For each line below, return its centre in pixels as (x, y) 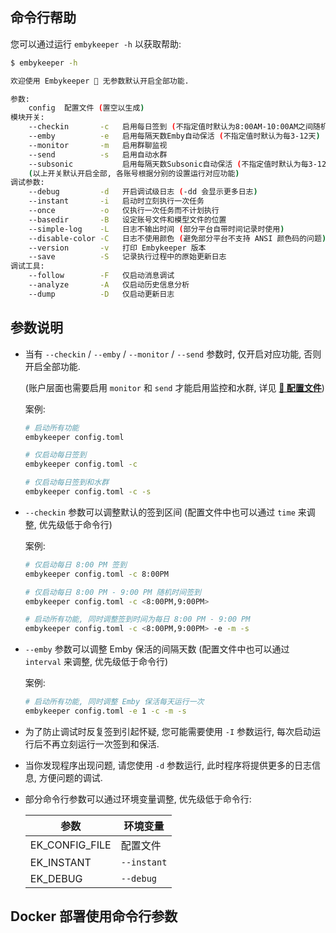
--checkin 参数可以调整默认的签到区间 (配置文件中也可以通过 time (160, 512)
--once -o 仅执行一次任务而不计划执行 (124, 211)
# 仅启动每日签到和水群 (67, 483)
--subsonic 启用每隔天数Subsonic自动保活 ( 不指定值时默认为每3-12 (177, 164)
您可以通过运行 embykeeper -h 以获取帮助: (96, 44)
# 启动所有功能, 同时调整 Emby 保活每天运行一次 (114, 702)
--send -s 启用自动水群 (98, 154)
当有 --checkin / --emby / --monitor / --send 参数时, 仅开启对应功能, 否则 (173, 354)
